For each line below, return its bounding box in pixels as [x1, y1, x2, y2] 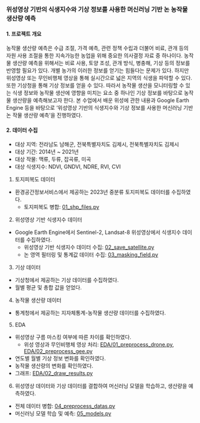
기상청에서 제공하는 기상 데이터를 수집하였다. [14, 276, 119, 284]
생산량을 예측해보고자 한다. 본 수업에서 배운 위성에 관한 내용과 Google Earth [12, 97, 189, 104]
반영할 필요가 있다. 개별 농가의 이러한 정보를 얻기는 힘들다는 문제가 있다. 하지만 [6, 67, 189, 74]
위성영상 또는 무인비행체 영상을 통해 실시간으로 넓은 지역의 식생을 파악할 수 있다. [6, 75, 193, 82]
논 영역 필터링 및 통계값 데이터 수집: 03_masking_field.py [23, 251, 158, 258]
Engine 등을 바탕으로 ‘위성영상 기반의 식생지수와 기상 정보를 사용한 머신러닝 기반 [6, 104, 193, 112]
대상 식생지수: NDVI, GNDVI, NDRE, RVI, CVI [14, 163, 121, 171]
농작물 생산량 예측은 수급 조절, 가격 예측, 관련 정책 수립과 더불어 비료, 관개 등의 [6, 45, 189, 52]
